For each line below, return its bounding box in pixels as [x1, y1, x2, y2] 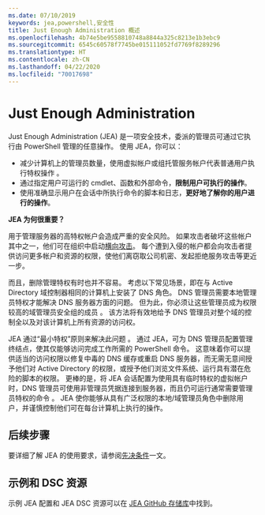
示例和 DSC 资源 [8, 476, 88, 490]
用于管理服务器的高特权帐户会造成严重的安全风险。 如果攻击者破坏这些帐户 [8, 231, 252, 241]
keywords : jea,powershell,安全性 [8, 19, 114, 27]
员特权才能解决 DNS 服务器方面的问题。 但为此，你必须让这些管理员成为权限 [8, 297, 257, 306]
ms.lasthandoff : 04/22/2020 [8, 63, 101, 71]
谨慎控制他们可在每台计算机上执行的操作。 [28, 403, 167, 412]
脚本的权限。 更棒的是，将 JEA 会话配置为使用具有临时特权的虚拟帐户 [21, 373, 248, 383]
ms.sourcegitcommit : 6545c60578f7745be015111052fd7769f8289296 [8, 41, 221, 49]
